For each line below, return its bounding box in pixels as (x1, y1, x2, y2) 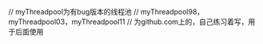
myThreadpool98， (140, 7, 205, 16)
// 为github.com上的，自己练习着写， (126, 17, 249, 26)
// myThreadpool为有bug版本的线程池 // (8, 7, 139, 16)
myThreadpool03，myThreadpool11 (8, 17, 126, 26)
